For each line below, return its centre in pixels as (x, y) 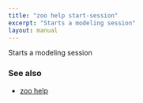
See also (25, 74)
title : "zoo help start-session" (63, 15)
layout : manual (33, 30)
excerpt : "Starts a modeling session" (72, 23)
